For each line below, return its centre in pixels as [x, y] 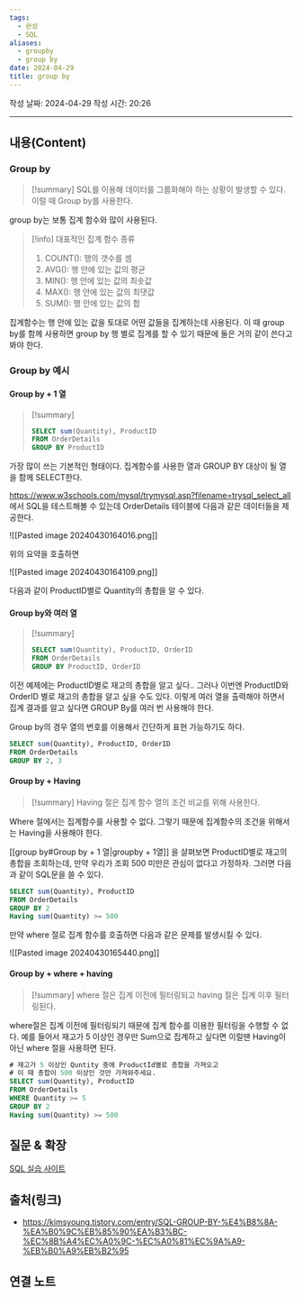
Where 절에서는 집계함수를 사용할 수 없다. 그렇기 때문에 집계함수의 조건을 [138, 821]
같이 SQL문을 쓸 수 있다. [61, 874]
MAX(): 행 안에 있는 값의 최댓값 [100, 292]
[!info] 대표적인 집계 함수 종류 [83, 239]
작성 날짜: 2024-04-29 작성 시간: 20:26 [80, 103]
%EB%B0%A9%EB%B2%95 [75, 1251]
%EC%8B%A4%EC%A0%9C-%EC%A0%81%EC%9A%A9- [133, 1241]
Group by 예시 [40, 370]
